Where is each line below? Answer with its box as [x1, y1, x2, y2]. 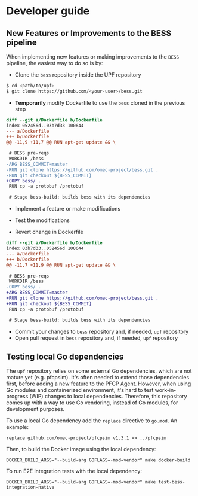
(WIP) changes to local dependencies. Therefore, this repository [29, 393, 187, 400]
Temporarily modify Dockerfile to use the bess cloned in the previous [14, 99, 185, 106]
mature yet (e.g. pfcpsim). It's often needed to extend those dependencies [6, 374, 190, 381]
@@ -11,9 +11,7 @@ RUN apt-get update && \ [6, 139, 116, 145]
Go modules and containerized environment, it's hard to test [6, 387, 154, 394]
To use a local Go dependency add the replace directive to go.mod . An [6, 417, 178, 424]
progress [6, 393, 29, 400]
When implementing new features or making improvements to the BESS [6, 53, 180, 60]
